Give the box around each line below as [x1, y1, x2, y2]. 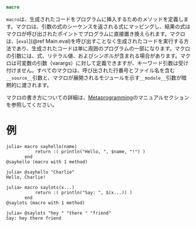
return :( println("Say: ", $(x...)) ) [35, 190, 133, 195]
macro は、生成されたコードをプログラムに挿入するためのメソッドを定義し [6, 15, 184, 22]
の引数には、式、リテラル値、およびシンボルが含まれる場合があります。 [6, 52, 181, 59]
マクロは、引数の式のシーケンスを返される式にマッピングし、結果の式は [15, 23, 191, 30]
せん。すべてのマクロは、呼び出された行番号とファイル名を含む [21, 67, 175, 74]
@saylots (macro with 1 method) [6, 200, 85, 206]
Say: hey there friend [6, 215, 62, 221]
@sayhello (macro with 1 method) [6, 159, 88, 165]
